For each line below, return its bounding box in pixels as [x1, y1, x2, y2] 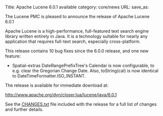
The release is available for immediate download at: [5, 82, 109, 88]
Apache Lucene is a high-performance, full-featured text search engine [5, 28, 149, 34]
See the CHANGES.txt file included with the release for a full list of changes [5, 101, 157, 107]
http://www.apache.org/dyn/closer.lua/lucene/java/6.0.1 [5, 92, 117, 97]
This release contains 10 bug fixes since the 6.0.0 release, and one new [5, 48, 149, 54]
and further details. [5, 107, 44, 112]
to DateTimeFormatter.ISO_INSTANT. [12, 73, 86, 78]
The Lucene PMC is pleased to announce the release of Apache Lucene [5, 14, 150, 19]
